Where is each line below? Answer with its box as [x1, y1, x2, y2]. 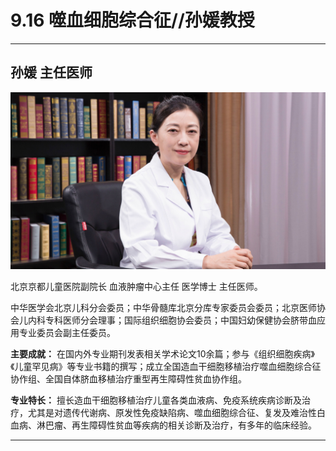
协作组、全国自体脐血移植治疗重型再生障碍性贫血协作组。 [10, 373, 247, 385]
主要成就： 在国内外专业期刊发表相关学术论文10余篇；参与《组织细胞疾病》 [10, 348, 315, 360]
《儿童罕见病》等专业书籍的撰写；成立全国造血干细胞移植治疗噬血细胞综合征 [10, 361, 322, 373]
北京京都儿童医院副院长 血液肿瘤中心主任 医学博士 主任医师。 [10, 281, 263, 293]
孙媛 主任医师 [10, 64, 93, 81]
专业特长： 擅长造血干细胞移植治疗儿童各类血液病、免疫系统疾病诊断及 [10, 394, 302, 406]
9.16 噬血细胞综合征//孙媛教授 [10, 9, 255, 32]
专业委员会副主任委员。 [18, 327, 116, 339]
